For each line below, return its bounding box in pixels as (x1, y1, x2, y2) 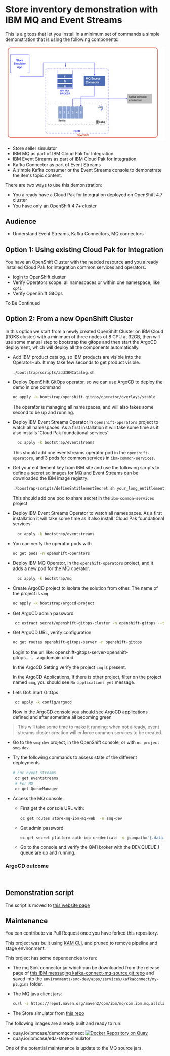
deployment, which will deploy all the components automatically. (5, 344, 140, 350)
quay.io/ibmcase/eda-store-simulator (12, 1035, 91, 1041)
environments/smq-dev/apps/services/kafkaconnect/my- (43, 977, 159, 982)
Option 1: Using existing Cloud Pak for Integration (5, 246, 163, 254)
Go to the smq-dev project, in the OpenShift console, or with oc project (12, 739, 160, 745)
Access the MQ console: (12, 795, 64, 801)
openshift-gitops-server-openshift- (55, 649, 129, 655)
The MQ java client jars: (12, 991, 62, 997)
